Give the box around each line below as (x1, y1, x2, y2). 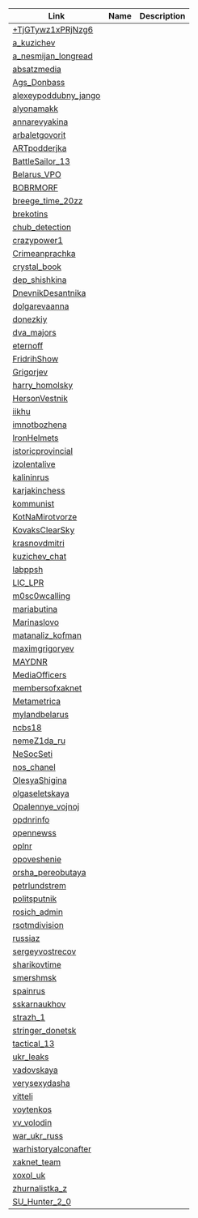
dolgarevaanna (12, 301, 70, 311)
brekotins (12, 208, 48, 220)
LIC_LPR (12, 577, 44, 588)
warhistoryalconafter (12, 1143, 91, 1154)
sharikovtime (12, 959, 62, 970)
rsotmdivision (12, 920, 65, 930)
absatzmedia (12, 64, 62, 75)
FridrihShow (12, 353, 59, 364)
